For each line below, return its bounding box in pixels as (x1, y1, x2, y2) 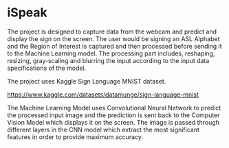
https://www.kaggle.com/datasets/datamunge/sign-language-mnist (7, 90, 199, 99)
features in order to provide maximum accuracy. (7, 132, 143, 141)
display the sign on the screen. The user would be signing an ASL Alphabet (7, 34, 220, 42)
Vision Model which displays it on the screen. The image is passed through (7, 118, 220, 126)
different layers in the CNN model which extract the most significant (7, 125, 199, 134)
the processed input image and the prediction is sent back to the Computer (7, 111, 220, 119)
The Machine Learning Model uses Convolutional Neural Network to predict (7, 103, 221, 112)
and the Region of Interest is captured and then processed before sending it (7, 42, 222, 50)
